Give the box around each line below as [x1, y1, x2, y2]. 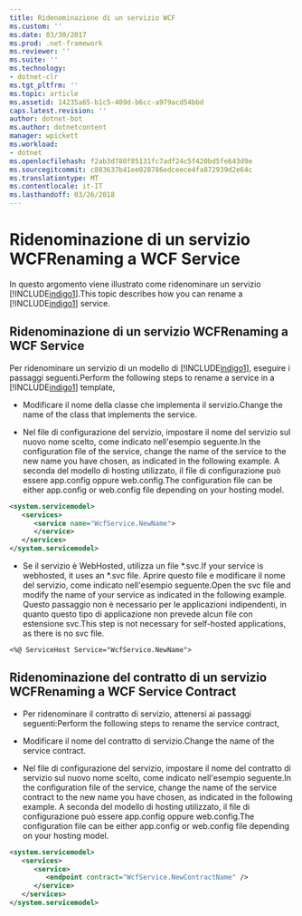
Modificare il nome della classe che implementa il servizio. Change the [22, 399, 283, 410]
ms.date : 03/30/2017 [9, 30, 88, 39]
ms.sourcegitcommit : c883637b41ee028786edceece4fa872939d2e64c [9, 165, 253, 174]
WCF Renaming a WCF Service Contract [9, 684, 237, 699]
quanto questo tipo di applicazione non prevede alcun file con [22, 609, 253, 619]
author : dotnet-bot [9, 114, 83, 123]
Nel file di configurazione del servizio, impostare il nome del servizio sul [22, 426, 291, 437]
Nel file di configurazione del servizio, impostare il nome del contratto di [22, 763, 291, 774]
